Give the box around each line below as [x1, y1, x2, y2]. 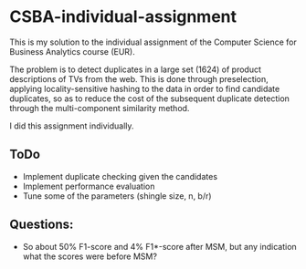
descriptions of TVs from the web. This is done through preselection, [9, 73, 269, 84]
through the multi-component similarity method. [9, 102, 190, 113]
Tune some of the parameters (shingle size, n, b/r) [22, 190, 212, 202]
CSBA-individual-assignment [9, 6, 237, 27]
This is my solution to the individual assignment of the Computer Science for [9, 36, 297, 47]
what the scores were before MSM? [22, 251, 158, 262]
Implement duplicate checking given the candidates [22, 171, 217, 181]
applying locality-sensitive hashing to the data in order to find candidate [9, 83, 280, 94]
